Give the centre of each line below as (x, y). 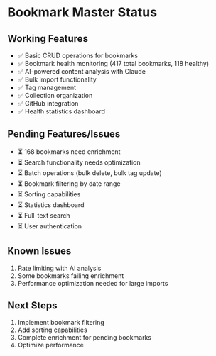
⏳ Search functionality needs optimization (79, 162)
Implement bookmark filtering (61, 323)
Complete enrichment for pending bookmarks (84, 338)
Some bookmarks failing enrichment (71, 276)
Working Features (48, 39)
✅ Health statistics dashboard (61, 111)
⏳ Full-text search (44, 215)
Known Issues (39, 251)
